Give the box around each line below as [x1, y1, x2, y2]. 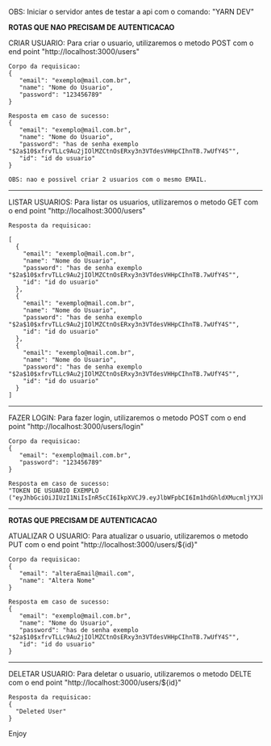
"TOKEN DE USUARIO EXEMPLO [8, 487, 99, 495]
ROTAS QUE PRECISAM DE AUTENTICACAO [8, 516, 157, 525]
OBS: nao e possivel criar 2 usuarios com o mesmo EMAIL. [8, 175, 207, 183]
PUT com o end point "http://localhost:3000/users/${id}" [8, 540, 198, 549]
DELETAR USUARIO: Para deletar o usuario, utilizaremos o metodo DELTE [8, 669, 252, 678]
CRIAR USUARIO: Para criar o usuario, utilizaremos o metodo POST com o [8, 38, 254, 48]
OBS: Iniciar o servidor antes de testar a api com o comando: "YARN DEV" [8, 7, 255, 16]
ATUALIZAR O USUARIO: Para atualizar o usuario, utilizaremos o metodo [8, 531, 248, 541]
